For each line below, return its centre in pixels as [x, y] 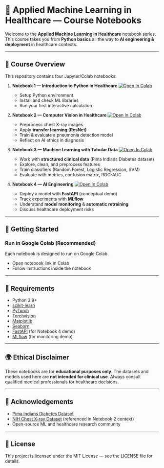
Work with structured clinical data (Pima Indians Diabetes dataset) [87, 159]
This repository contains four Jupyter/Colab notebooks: [61, 76]
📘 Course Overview [35, 64]
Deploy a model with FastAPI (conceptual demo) [68, 193]
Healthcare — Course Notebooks [73, 20]
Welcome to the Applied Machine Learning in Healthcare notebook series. [81, 34]
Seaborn [21, 326]
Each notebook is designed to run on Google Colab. [57, 254]
